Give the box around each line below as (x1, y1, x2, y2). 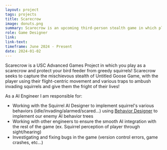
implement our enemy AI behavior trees (12, 113, 93, 119)
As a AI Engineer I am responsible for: (5, 93, 83, 99)
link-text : (5, 40, 28, 45)
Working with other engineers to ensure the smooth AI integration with (12, 118, 157, 124)
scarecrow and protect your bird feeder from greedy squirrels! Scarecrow (5, 67, 156, 73)
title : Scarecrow (5, 16, 41, 21)
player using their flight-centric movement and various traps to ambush (5, 78, 151, 84)
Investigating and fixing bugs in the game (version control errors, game (12, 134, 158, 140)
